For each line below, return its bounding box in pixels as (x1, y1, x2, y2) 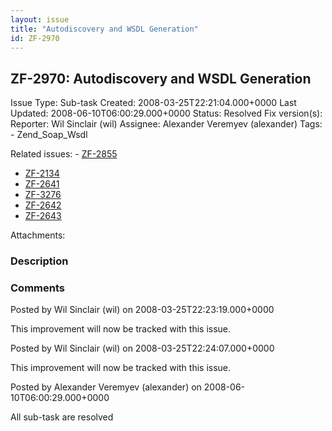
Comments (10, 281, 65, 295)
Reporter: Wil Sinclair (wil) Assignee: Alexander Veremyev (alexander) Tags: (10, 118, 323, 130)
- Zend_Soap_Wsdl (10, 129, 88, 141)
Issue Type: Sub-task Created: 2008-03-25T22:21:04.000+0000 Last (10, 97, 297, 109)
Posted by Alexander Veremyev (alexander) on (10, 381, 202, 393)
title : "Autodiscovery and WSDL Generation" (10, 24, 199, 34)
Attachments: (10, 229, 66, 241)
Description (10, 254, 69, 268)
